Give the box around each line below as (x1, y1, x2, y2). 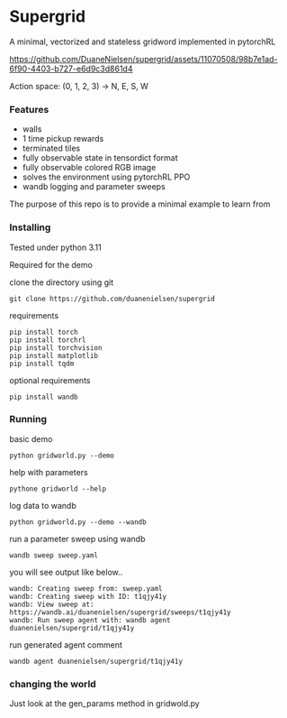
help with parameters (9, 466, 88, 477)
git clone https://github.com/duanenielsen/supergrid (9, 294, 216, 303)
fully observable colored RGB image (22, 162, 157, 173)
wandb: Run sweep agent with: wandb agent (9, 615, 171, 624)
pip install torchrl (9, 336, 87, 345)
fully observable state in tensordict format (22, 152, 178, 163)
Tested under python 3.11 (9, 242, 102, 253)
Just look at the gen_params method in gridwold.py (9, 698, 200, 709)
